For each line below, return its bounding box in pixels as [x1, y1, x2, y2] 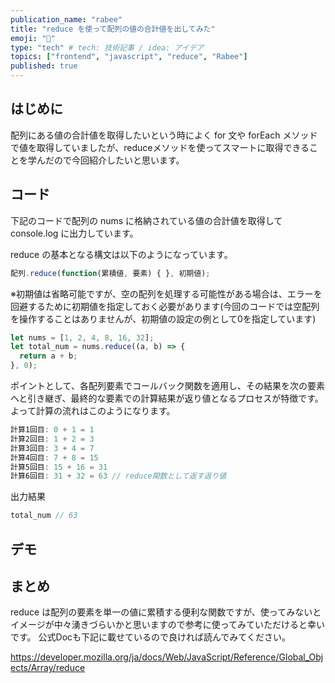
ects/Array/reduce [10, 662, 86, 674]
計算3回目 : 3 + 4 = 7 [10, 443, 95, 453]
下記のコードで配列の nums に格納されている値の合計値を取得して [10, 214, 283, 226]
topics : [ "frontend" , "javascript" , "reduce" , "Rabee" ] [10, 52, 248, 62]
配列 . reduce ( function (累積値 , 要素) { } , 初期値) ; [10, 268, 211, 278]
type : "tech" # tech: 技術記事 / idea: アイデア [10, 42, 205, 53]
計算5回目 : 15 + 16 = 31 [10, 462, 108, 472]
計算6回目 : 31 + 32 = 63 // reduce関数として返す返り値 [10, 471, 227, 481]
